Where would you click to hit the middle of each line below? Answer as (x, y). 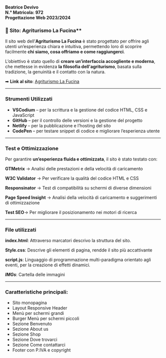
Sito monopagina (29, 303)
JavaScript (23, 115)
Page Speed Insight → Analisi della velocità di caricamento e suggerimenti (81, 197)
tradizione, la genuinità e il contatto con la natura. (55, 72)
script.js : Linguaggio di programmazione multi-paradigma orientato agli (78, 260)
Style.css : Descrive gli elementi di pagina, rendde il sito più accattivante (79, 250)
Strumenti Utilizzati (29, 99)
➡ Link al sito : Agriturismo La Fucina (42, 82)
